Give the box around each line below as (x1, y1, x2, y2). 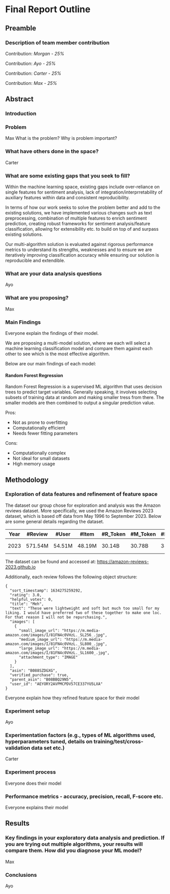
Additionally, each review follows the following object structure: (5, 573, 138, 580)
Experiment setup (5, 707, 50, 715)
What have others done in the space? (5, 148, 99, 155)
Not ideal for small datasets (12, 455, 70, 461)
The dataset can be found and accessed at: (5, 558, 96, 565)
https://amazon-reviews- (97, 558, 149, 565)
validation (5, 745, 30, 752)
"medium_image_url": (18, 637, 62, 642)
